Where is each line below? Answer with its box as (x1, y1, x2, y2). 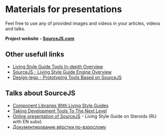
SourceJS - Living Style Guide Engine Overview (12, 69, 112, 75)
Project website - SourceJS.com (5, 35, 75, 41)
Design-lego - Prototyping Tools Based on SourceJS (12, 74, 122, 80)
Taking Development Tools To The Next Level (12, 108, 107, 114)
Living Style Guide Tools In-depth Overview (12, 63, 103, 69)
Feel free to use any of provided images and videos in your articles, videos (5, 20, 160, 26)
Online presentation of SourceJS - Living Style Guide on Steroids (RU (12, 113, 157, 119)
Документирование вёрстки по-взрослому (12, 124, 106, 130)
